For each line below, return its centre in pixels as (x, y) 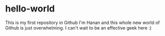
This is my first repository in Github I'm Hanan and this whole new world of (82, 22)
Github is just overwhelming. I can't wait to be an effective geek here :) (78, 27)
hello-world (30, 9)
